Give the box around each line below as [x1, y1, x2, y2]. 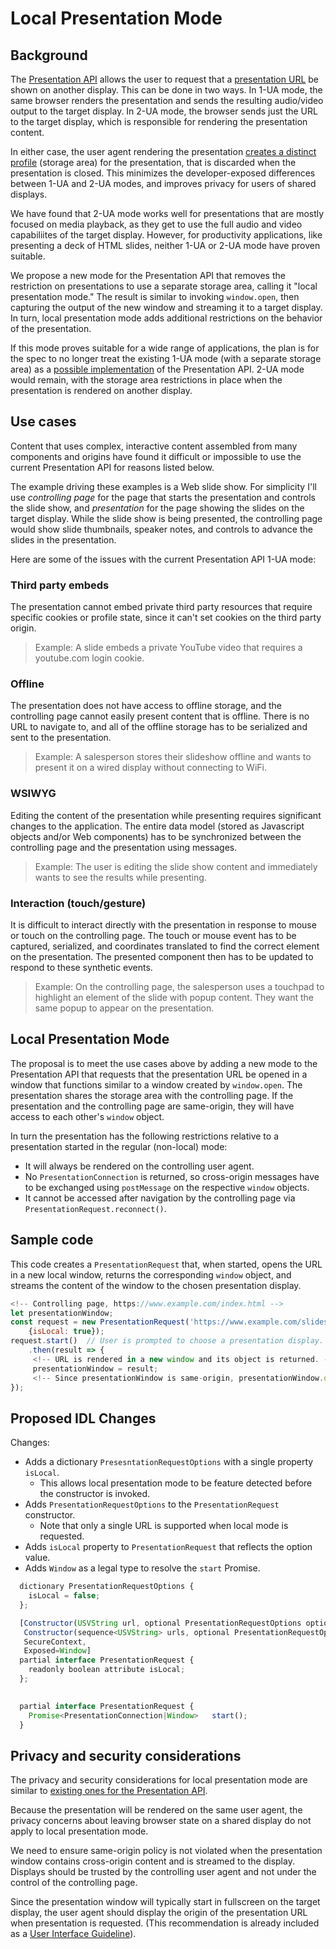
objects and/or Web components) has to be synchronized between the [10, 830, 302, 842]
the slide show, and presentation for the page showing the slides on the [10, 502, 305, 514]
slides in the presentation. [10, 533, 117, 546]
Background [10, 47, 88, 64]
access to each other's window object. [10, 1110, 165, 1122]
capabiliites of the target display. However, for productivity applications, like [10, 229, 323, 241]
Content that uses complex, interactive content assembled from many [10, 440, 298, 452]
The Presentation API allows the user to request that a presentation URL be [10, 73, 319, 85]
